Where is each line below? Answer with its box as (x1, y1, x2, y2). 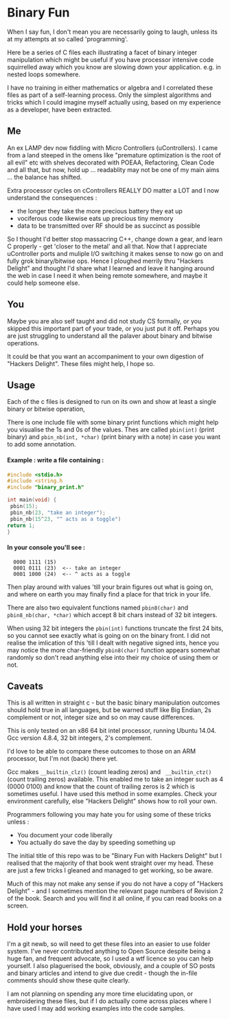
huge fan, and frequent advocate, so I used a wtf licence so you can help (7, 954, 214, 963)
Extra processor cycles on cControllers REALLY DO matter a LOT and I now (7, 186, 220, 194)
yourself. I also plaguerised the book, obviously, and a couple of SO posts (7, 962, 216, 970)
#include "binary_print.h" (7, 484, 84, 491)
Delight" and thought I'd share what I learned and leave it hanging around (7, 264, 215, 272)
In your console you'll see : (7, 544, 86, 552)
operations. (7, 339, 40, 347)
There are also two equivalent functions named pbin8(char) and (7, 603, 189, 612)
